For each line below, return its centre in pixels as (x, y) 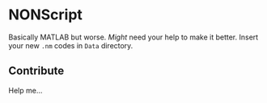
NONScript (46, 15)
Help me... (25, 90)
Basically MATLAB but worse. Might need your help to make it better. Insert (133, 37)
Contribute (36, 71)
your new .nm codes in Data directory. (71, 45)
